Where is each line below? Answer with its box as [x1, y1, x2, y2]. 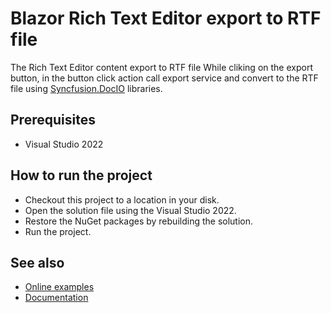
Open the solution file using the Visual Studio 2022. [24, 204, 237, 216]
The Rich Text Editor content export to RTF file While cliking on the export [10, 61, 313, 73]
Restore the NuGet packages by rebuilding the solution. [24, 215, 254, 227]
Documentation [24, 292, 89, 304]
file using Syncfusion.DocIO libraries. [10, 82, 163, 94]
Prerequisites [10, 112, 96, 129]
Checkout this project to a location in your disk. [24, 193, 220, 206]
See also [10, 254, 65, 271]
